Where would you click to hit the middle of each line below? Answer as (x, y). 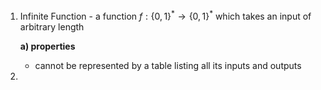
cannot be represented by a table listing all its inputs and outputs (168, 65)
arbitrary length (52, 26)
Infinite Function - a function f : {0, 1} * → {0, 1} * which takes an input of (165, 15)
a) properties (47, 46)
